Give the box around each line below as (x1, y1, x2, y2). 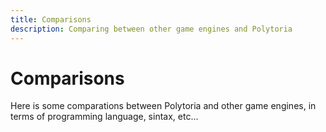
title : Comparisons (10, 14, 92, 25)
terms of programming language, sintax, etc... (10, 111, 199, 123)
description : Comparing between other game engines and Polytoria (10, 24, 293, 34)
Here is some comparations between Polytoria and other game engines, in (10, 100, 317, 112)
